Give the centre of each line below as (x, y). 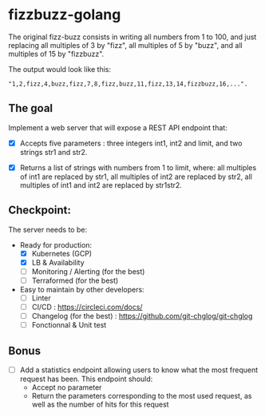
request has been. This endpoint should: (86, 379)
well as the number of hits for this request (100, 404)
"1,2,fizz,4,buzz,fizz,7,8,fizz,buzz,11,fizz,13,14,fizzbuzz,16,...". (128, 84)
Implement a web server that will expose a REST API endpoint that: (118, 127)
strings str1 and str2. (53, 152)
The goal (31, 108)
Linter (42, 298)
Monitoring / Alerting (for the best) (88, 271)
